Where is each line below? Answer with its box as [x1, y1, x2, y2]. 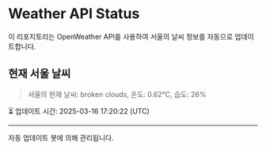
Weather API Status [8, 5, 140, 23]
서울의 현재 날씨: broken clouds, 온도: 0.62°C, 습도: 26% [27, 89, 207, 99]
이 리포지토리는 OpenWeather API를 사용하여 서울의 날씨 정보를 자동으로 [8, 32, 234, 41]
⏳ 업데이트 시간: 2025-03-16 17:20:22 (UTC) [8, 106, 150, 115]
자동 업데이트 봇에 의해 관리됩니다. [8, 133, 114, 142]
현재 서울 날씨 [8, 67, 71, 81]
